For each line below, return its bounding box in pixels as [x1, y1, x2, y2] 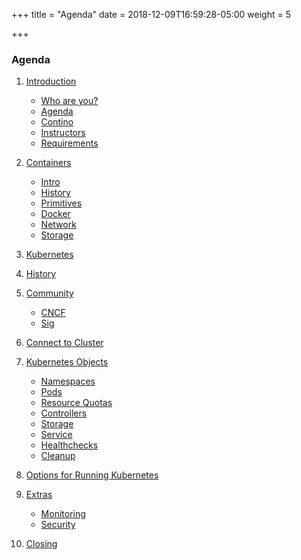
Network [40, 219, 77, 231]
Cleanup [40, 450, 76, 462]
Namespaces [40, 375, 96, 388]
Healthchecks [40, 439, 99, 451]
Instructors [40, 127, 86, 139]
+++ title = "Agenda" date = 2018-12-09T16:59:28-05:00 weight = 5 [11, 9, 292, 20]
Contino [40, 116, 74, 128]
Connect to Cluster [25, 337, 104, 349]
